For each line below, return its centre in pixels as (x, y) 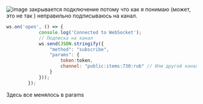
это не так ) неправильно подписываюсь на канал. (72, 16)
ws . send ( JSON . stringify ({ (71, 44)
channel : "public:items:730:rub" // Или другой (121, 67)
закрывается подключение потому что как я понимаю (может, (110, 9)
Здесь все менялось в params (45, 94)
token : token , (77, 60)
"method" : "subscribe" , (79, 49)
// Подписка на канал (66, 38)
